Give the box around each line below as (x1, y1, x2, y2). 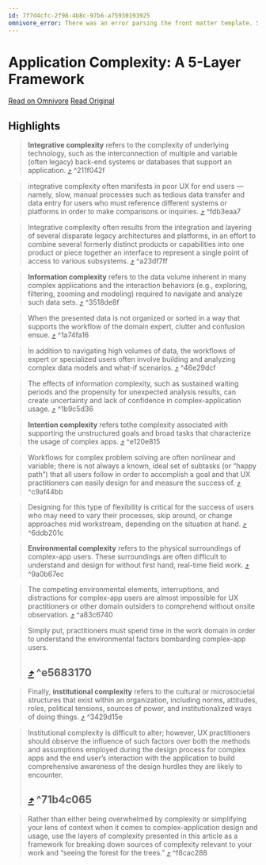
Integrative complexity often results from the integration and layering (27, 223, 252, 233)
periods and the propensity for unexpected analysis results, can (27, 387, 236, 397)
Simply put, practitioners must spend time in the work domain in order (27, 626, 256, 636)
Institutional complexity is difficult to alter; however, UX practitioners (27, 728, 251, 738)
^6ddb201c (27, 529, 64, 538)
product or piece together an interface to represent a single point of (27, 248, 249, 258)
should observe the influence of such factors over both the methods (27, 736, 251, 746)
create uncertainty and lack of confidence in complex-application (27, 396, 241, 406)
